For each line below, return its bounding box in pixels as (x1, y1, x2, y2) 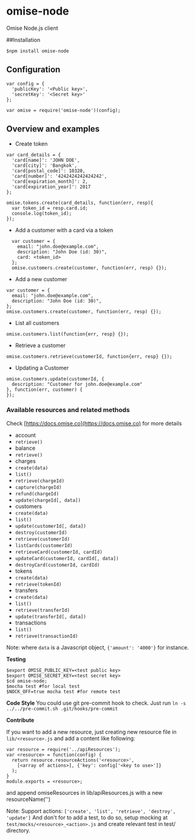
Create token (15, 140, 48, 147)
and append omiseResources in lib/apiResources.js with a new (6, 789, 163, 796)
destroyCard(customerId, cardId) (15, 562, 100, 568)
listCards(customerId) (15, 542, 73, 548)
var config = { (6, 80, 45, 86)
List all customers (15, 319, 60, 326)
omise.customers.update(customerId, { (6, 376, 104, 382)
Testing (6, 656, 26, 663)
